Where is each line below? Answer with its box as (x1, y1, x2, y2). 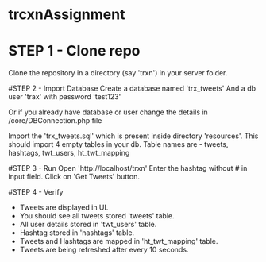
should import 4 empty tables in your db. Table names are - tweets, (8, 140, 229, 149)
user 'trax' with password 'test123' (8, 92, 121, 102)
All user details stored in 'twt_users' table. (19, 220, 157, 229)
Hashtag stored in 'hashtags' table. (19, 228, 135, 237)
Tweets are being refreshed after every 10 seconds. (19, 245, 189, 255)
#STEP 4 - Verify (8, 187, 64, 197)
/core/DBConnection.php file (8, 116, 102, 125)
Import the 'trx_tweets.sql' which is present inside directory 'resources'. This (8, 131, 259, 141)
